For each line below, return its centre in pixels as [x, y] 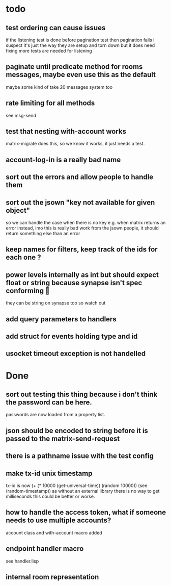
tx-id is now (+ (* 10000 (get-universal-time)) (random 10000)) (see [77, 486]
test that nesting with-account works [66, 131]
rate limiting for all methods [50, 103]
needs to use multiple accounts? [59, 520]
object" [18, 210]
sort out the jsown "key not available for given [80, 202]
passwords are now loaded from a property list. [56, 415]
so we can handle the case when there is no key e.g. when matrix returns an [86, 223]
